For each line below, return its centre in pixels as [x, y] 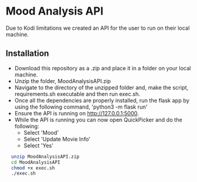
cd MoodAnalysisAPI [36, 162]
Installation [27, 54]
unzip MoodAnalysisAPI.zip [45, 157]
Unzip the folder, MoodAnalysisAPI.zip [63, 81]
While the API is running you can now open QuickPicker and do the [98, 120]
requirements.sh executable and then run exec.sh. [77, 94]
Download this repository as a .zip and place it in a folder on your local [102, 68]
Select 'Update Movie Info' [57, 139]
